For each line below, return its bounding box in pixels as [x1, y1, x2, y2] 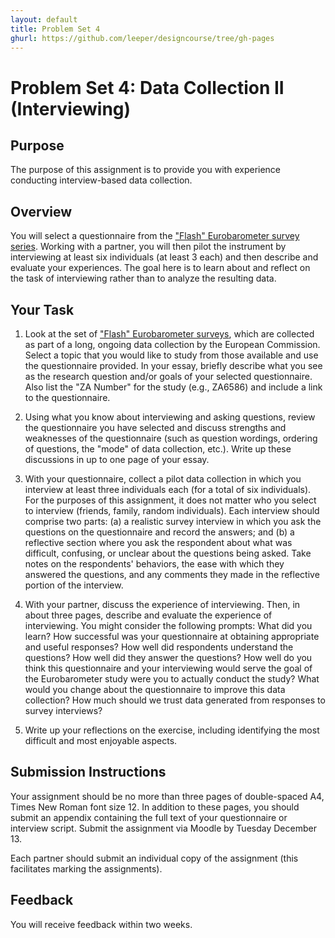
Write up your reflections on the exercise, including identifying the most [24, 724, 320, 736]
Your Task [10, 301, 75, 318]
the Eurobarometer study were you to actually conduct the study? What [24, 673, 320, 685]
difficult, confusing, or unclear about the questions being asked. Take [24, 547, 312, 559]
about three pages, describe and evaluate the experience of [24, 609, 273, 621]
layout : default [10, 14, 78, 25]
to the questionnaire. [24, 392, 111, 403]
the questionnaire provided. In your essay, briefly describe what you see [24, 360, 323, 371]
